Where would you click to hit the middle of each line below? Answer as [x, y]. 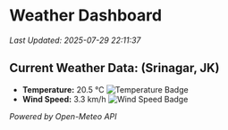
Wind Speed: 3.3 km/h [64, 99]
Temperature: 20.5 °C [63, 89]
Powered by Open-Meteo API [63, 116]
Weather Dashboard [86, 16]
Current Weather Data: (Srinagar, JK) [115, 68]
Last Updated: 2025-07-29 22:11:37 [75, 40]
